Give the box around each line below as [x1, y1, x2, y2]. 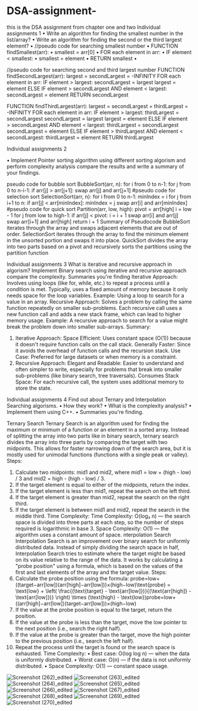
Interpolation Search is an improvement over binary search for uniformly [15, 537, 190, 545]
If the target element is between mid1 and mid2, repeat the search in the [15, 506, 190, 513]
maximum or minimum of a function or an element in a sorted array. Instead [6, 426, 189, 433]
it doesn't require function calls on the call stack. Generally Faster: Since [15, 341, 191, 348]
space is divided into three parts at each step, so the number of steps [15, 519, 184, 526]
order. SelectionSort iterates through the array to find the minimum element [6, 231, 189, 238]
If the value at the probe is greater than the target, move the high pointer [15, 631, 191, 638]
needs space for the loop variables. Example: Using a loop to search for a [6, 292, 184, 299]
